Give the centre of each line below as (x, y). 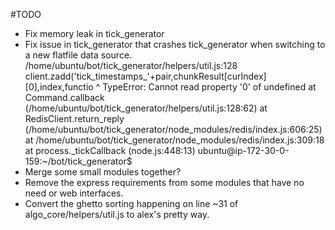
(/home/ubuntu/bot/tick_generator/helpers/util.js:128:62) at (146, 108)
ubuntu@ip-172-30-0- (243, 150)
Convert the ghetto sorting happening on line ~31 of (131, 203)
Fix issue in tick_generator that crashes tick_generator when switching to (175, 44)
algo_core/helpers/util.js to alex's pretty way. (117, 214)
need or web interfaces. (74, 193)
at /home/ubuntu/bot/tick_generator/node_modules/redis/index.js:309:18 (174, 140)
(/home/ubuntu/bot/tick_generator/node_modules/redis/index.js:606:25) (173, 129)
